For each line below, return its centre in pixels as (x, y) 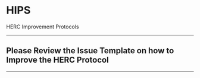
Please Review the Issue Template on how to (90, 51)
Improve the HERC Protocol (57, 60)
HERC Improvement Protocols (43, 27)
